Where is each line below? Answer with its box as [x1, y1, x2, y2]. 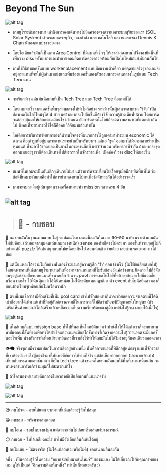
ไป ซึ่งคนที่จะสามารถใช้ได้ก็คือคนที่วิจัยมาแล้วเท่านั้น [12, 122, 96, 128]
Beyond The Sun [5, 3, 74, 14]
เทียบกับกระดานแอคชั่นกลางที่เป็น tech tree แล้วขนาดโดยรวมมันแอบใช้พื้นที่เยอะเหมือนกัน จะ [5, 358, 159, 364]
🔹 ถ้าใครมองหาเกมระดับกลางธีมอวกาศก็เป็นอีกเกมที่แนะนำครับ [5, 373, 106, 379]
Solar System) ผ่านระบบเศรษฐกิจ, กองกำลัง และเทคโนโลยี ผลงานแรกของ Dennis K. [12, 34, 158, 40]
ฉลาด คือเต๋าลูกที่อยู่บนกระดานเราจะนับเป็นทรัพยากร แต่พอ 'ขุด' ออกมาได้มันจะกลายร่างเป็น [12, 138, 160, 144]
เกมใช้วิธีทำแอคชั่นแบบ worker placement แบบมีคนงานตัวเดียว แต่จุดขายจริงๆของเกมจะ [12, 65, 161, 71]
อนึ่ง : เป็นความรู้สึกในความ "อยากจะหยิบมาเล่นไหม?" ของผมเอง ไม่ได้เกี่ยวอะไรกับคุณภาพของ [5, 456, 158, 462]
